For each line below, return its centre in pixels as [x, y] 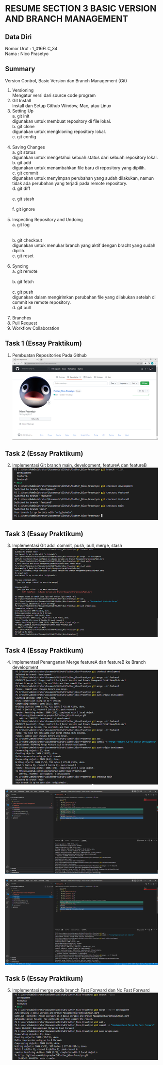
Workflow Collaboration [36, 328]
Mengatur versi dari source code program [54, 95]
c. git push [23, 292]
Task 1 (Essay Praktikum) [44, 344]
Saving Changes [28, 147]
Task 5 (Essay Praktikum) [44, 979]
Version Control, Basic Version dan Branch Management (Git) [66, 80]
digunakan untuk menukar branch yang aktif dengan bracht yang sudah [84, 245]
